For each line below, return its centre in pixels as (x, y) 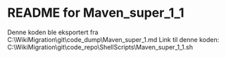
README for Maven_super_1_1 (96, 13)
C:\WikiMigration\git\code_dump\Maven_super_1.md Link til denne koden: (113, 39)
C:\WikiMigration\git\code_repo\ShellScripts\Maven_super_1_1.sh (100, 47)
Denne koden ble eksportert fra (53, 32)
